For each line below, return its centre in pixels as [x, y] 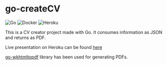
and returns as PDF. [25, 37]
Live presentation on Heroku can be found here [54, 47]
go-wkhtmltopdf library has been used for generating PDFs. [67, 57]
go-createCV [33, 9]
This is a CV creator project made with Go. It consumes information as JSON [84, 32]
